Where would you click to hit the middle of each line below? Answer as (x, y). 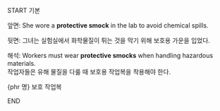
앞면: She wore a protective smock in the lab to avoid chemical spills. (108, 25)
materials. (22, 63)
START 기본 (24, 10)
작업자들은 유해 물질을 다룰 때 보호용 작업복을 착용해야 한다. (89, 72)
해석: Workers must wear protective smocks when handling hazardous (110, 55)
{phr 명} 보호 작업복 (35, 87)
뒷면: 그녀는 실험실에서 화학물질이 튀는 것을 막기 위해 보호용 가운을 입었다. (109, 40)
